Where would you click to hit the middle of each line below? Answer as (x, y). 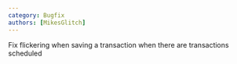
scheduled (25, 53)
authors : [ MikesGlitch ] (47, 23)
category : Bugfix (36, 15)
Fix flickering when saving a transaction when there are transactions (118, 44)
